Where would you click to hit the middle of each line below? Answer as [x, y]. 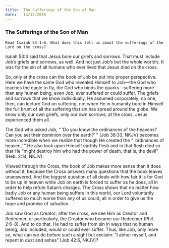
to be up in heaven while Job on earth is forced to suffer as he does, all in [81, 182]
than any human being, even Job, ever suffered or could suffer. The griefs [82, 93]
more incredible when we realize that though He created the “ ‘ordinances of [85, 140]
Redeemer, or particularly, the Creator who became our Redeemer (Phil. [80, 219]
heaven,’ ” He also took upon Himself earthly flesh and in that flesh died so [83, 145]
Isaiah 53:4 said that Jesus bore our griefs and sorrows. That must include [82, 56]
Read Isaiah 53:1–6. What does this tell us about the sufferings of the [84, 43]
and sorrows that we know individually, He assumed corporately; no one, [81, 98]
